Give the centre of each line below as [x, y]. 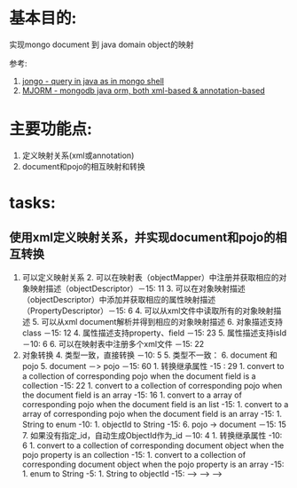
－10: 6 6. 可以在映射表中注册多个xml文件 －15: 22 [113, 343]
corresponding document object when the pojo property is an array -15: [153, 464]
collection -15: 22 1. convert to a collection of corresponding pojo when [152, 385]
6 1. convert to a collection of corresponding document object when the [153, 445]
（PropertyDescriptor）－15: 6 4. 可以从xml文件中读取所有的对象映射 [148, 311]
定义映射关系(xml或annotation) [78, 155]
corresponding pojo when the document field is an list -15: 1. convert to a [155, 404]
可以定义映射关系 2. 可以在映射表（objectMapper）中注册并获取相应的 [150, 277]
